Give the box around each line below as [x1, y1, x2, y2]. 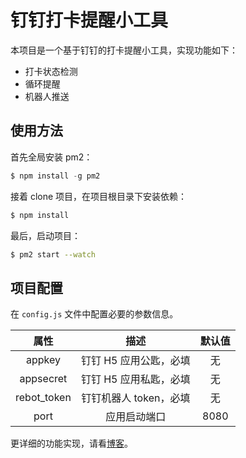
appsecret [19, 372, 68, 386]
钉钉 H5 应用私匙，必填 [80, 372, 191, 386]
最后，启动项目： [10, 229, 81, 241]
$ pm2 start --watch [10, 249, 97, 260]
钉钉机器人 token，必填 [81, 391, 191, 405]
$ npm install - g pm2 [10, 171, 101, 181]
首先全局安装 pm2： [10, 151, 93, 163]
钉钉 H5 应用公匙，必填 [80, 354, 191, 368]
